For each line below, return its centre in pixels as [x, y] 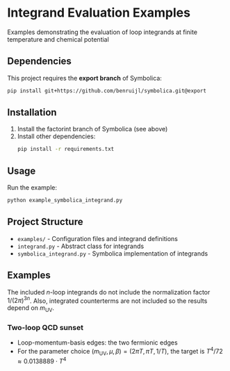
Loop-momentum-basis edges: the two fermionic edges [98, 343]
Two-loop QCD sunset [45, 328]
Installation [32, 113]
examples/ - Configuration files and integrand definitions [98, 238]
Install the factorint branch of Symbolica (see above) [92, 129]
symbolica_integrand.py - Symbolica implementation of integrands [113, 253]
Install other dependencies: [56, 136]
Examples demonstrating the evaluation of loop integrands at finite [102, 32]
